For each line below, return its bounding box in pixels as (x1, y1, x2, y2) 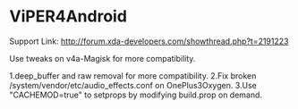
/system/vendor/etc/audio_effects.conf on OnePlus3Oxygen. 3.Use (9, 80, 258, 90)
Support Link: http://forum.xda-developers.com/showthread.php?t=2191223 (9, 36, 289, 46)
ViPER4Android (9, 6, 128, 27)
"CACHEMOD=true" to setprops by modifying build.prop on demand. (9, 89, 262, 100)
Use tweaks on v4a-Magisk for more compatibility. (9, 53, 196, 63)
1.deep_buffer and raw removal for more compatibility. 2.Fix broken (9, 70, 257, 81)
